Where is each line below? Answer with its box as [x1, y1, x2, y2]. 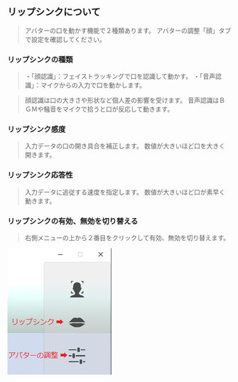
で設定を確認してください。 [24, 35, 106, 43]
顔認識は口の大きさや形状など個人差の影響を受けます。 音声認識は [24, 96, 220, 104]
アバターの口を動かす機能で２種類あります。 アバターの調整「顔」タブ [24, 26, 232, 35]
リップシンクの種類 [7, 55, 73, 65]
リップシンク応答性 [7, 170, 73, 180]
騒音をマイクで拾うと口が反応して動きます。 [43, 105, 174, 114]
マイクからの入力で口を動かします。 [40, 81, 146, 89]
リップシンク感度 [7, 124, 66, 134]
